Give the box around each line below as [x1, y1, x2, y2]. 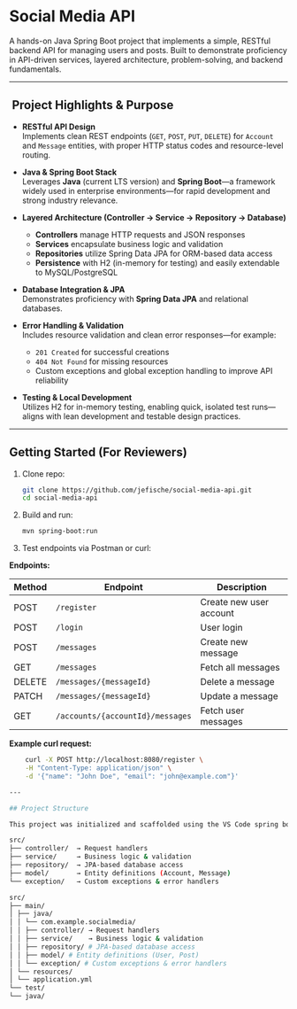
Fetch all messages [200, 662, 280, 674]
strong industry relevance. [21, 195, 118, 206]
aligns [21, 410, 44, 422]
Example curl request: [9, 738, 92, 749]
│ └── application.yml [9, 975, 93, 984]
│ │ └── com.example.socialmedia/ [9, 918, 137, 927]
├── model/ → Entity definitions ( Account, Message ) [9, 868, 232, 878]
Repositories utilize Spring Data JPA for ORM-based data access [34, 248, 273, 259]
